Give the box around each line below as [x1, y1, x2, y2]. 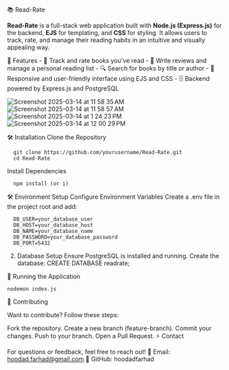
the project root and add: [7, 203, 77, 210]
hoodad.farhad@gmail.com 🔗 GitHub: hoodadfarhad [7, 355, 154, 363]
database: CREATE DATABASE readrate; [16, 259, 130, 267]
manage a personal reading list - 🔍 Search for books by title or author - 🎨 [7, 64, 215, 72]
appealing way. [7, 43, 50, 51]
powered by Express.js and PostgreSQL [7, 84, 119, 92]
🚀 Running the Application [7, 273, 81, 280]
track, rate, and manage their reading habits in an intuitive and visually [7, 36, 206, 44]
